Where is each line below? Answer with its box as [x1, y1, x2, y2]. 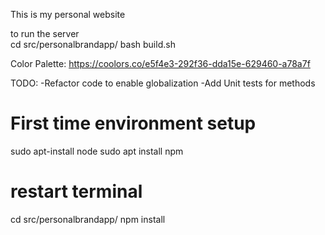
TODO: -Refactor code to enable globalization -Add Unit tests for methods [10, 77, 316, 89]
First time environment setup [10, 112, 257, 135]
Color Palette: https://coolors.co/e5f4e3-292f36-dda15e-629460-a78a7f [10, 58, 311, 69]
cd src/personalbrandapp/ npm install [10, 213, 166, 225]
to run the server [10, 28, 80, 39]
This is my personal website [10, 9, 126, 20]
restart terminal [10, 180, 143, 203]
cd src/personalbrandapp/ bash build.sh [10, 39, 176, 50]
